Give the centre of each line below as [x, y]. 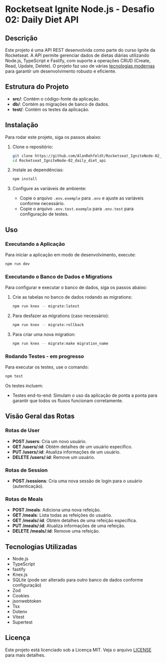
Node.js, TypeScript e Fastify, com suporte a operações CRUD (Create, [78, 60]
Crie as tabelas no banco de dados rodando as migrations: [72, 297]
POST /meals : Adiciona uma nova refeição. [56, 510]
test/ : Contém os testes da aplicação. [51, 109]
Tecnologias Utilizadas [41, 547]
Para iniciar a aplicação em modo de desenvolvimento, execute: [71, 254]
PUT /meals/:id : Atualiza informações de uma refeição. [69, 526]
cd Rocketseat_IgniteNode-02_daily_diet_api [59, 160]
